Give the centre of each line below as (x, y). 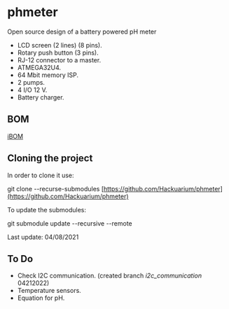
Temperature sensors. (49, 291)
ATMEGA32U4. (39, 67)
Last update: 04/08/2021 (43, 237)
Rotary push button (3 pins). (58, 53)
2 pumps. (31, 82)
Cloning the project (50, 158)
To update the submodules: (47, 210)
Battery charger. (41, 97)
